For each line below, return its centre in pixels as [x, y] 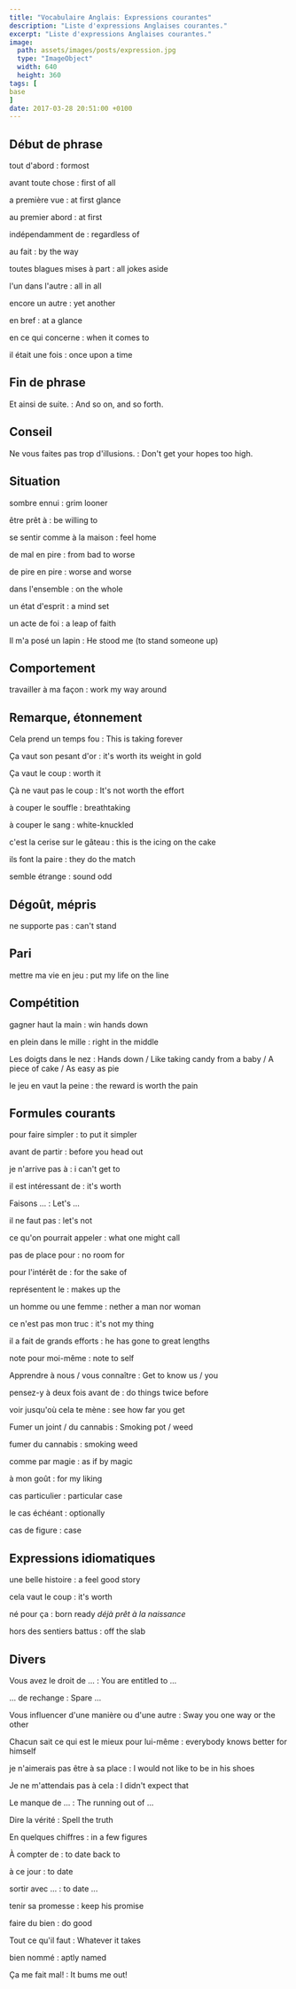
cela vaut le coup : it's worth [61, 1597]
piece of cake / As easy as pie [64, 1068]
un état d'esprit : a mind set [59, 606]
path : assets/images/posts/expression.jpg [97, 51]
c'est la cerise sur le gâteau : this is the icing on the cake [113, 842]
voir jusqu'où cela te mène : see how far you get [97, 1410]
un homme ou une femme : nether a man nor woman [105, 1307]
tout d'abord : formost [50, 166]
